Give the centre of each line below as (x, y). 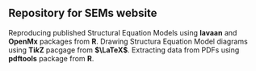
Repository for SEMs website (83, 13)
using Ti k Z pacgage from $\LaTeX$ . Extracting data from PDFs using (124, 50)
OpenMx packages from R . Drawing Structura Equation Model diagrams (128, 41)
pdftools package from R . (51, 58)
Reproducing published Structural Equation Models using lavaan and (123, 32)
